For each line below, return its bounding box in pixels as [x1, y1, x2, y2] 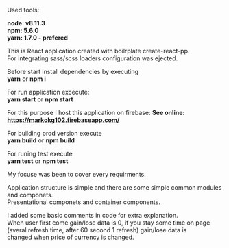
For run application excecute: [7, 88, 90, 96]
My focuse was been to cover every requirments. [7, 171, 146, 178]
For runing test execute [7, 150, 73, 158]
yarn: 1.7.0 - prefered [7, 34, 69, 42]
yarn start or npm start [7, 95, 73, 103]
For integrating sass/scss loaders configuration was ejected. [7, 54, 178, 62]
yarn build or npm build [7, 136, 75, 145]
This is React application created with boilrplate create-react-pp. [7, 47, 190, 55]
